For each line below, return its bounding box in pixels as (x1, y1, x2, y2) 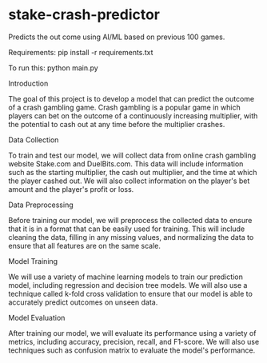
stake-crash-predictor (8, 6, 160, 24)
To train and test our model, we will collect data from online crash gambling (8, 150, 257, 160)
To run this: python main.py (8, 62, 98, 73)
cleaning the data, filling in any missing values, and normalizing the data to (8, 232, 254, 241)
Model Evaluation (8, 313, 66, 322)
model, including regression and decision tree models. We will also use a (8, 280, 248, 289)
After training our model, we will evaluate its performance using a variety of (8, 328, 257, 337)
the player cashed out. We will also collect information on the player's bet (8, 176, 250, 185)
